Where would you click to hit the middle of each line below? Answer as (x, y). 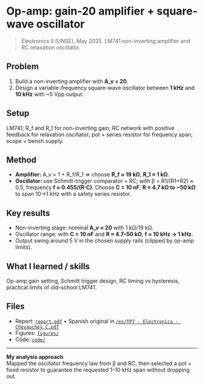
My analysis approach (35, 356)
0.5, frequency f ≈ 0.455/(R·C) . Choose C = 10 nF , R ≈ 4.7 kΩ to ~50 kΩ (105, 187)
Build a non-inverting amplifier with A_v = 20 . (72, 81)
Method (22, 160)
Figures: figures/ (37, 333)
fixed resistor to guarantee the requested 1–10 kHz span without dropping (98, 370)
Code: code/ (30, 339)
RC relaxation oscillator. (51, 47)
